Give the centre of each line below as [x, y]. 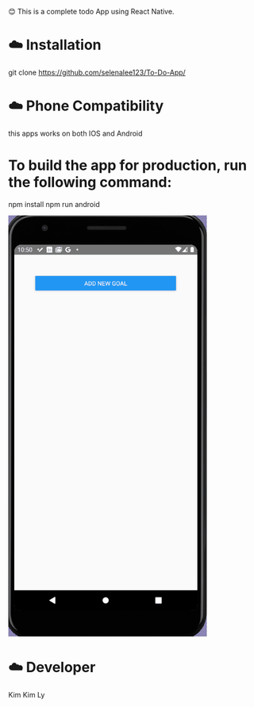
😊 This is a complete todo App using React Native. [91, 12]
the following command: [90, 183]
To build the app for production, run [128, 165]
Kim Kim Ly [27, 694]
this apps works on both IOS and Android [75, 133]
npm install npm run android [54, 204]
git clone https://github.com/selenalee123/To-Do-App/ [97, 72]
